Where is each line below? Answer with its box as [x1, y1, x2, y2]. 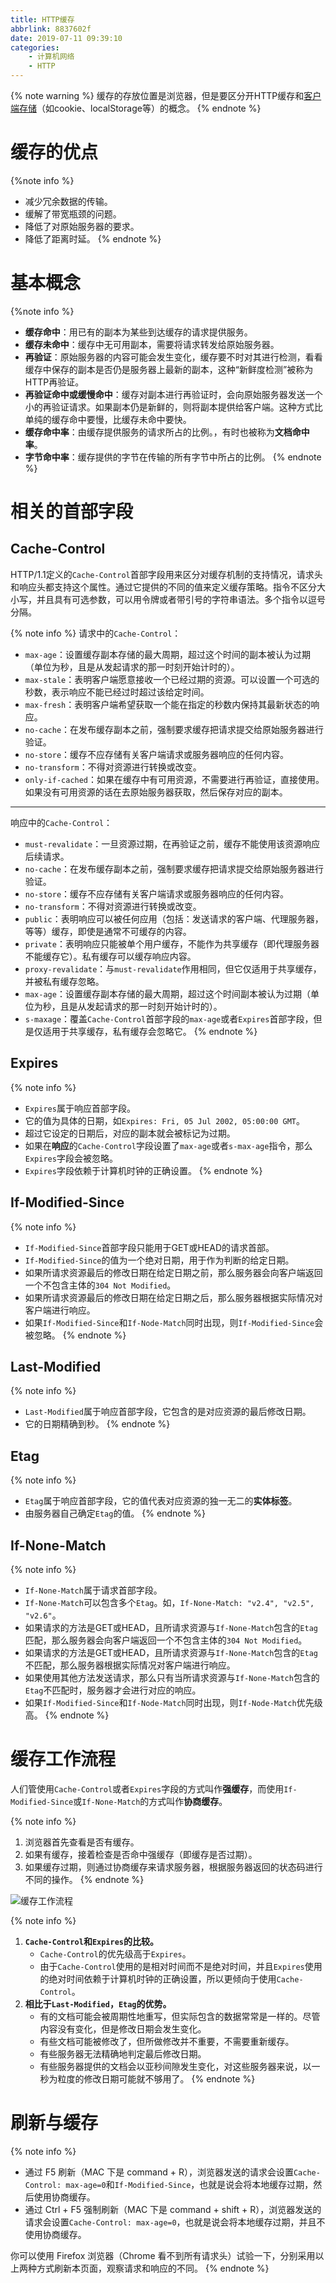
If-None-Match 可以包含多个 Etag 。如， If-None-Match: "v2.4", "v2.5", [24, 1596, 315, 1608]
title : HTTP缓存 [10, 14, 75, 25]
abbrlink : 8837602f [10, 24, 92, 34]
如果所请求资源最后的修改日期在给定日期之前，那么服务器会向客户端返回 [24, 1266, 323, 1278]
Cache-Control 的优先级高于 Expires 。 [39, 1947, 192, 1960]
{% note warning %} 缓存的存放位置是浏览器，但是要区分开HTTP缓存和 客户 [10, 90, 322, 101]
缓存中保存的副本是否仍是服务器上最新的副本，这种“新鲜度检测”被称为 [24, 363, 314, 375]
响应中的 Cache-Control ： [10, 816, 113, 828]
